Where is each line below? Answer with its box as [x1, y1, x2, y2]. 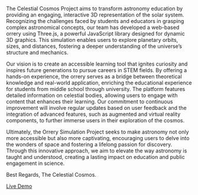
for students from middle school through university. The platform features [6, 86, 186, 92]
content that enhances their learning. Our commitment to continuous [6, 98, 173, 105]
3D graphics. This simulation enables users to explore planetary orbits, [6, 37, 178, 43]
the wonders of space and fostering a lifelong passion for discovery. [6, 141, 173, 148]
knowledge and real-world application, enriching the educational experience [6, 79, 192, 86]
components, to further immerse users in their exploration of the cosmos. [6, 117, 185, 123]
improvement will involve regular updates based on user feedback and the [6, 105, 187, 111]
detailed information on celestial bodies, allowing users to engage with [6, 92, 178, 99]
